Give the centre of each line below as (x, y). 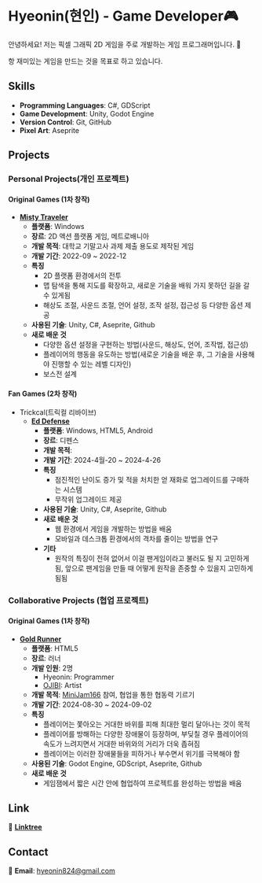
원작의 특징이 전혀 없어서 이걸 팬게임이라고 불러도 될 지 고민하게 (152, 559)
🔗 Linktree (25, 827)
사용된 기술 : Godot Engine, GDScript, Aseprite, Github (116, 763)
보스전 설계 (60, 374)
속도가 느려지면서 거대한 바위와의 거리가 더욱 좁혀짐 (122, 744)
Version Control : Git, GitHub (65, 122)
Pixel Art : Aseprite (49, 130)
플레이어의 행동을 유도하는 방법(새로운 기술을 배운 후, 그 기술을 (138, 354)
